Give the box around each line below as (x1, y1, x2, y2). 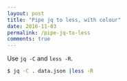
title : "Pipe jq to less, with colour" (7, 16, 122, 23)
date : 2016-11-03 (7, 23, 57, 30)
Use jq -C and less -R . (7, 54, 73, 62)
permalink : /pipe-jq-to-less (7, 29, 91, 36)
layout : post (7, 10, 45, 17)
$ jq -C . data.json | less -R (7, 68, 94, 75)
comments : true (7, 36, 51, 43)
